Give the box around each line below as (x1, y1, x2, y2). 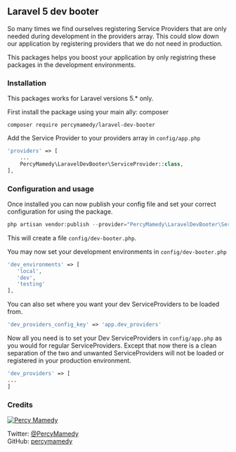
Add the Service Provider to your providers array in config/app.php (7, 134, 201, 142)
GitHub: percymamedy (7, 436, 73, 445)
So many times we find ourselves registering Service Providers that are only (7, 24, 227, 32)
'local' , (16, 267, 42, 274)
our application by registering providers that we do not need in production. (7, 39, 223, 48)
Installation (7, 78, 47, 87)
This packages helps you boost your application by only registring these (7, 53, 216, 61)
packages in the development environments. (7, 60, 136, 69)
